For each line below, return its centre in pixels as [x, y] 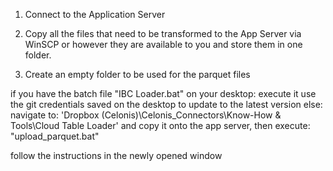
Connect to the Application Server [95, 14]
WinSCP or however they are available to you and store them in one [163, 44]
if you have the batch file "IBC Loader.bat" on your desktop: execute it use [163, 93]
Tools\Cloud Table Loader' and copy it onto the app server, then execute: [160, 125]
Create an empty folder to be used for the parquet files [137, 74]
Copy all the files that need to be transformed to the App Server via [163, 33]
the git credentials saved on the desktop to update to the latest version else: [166, 104]
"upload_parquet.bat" [55, 136]
